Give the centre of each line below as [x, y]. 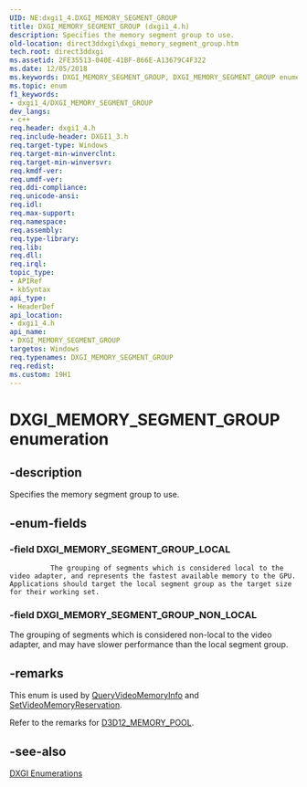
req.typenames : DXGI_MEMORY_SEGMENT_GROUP [91, 357]
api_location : [37, 315]
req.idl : [26, 205]
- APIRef [26, 281]
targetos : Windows [44, 349]
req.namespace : [38, 221]
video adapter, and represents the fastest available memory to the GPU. [153, 576]
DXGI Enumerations [46, 773]
